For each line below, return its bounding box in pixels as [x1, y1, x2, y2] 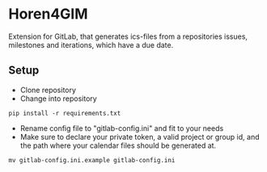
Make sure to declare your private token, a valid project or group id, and [19, 132, 261, 141]
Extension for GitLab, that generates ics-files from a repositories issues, [8, 31, 248, 41]
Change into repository [19, 94, 97, 103]
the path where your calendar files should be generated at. [19, 141, 217, 150]
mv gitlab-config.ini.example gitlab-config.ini [8, 156, 176, 164]
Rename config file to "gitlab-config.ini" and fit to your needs [19, 123, 224, 133]
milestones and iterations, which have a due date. [8, 40, 174, 49]
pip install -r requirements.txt [8, 109, 121, 117]
